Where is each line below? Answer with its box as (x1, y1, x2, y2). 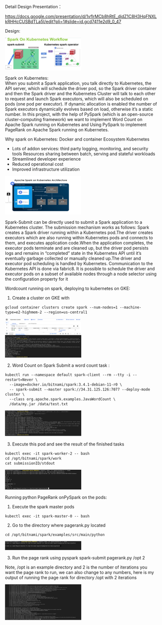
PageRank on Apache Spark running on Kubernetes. (5, 127, 109, 133)
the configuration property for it (5, 276, 68, 282)
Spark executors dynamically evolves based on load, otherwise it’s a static (5, 106, 153, 112)
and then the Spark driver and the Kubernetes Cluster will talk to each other (5, 91, 156, 97)
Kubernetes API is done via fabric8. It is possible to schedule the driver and (5, 266, 155, 271)
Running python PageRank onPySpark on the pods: (5, 495, 107, 500)
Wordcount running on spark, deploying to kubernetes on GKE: (5, 286, 131, 291)
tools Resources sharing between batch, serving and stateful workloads (12, 151, 156, 157)
